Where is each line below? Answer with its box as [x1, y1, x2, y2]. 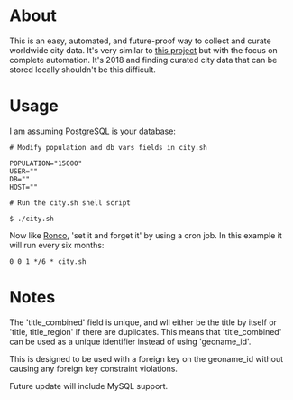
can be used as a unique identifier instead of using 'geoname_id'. [9, 336, 252, 347]
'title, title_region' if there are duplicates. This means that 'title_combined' [9, 326, 282, 337]
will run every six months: [9, 239, 105, 250]
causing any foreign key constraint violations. [9, 363, 179, 374]
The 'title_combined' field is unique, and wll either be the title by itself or [9, 317, 278, 328]
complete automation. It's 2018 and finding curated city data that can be [9, 54, 278, 65]
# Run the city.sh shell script [9, 198, 131, 208]
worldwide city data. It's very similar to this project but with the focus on [9, 44, 278, 55]
